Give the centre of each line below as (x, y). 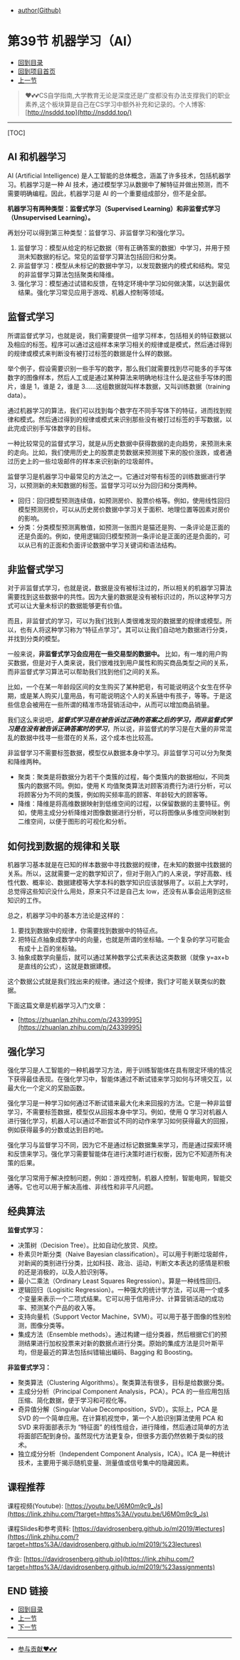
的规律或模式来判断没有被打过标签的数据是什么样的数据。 (92, 353)
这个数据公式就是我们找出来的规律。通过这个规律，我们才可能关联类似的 (113, 982)
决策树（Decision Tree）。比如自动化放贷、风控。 (89, 1245)
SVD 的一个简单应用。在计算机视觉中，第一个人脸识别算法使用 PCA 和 (120, 1418)
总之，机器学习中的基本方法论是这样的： (67, 916)
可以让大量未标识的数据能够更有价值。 (69, 606)
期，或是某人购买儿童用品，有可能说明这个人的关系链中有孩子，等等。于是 (116, 696)
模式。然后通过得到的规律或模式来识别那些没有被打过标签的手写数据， (122, 419)
